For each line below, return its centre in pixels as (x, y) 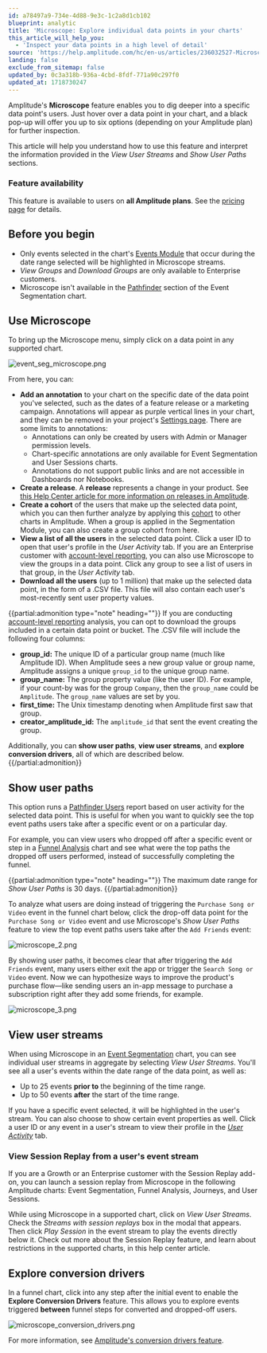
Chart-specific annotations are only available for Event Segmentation (145, 454)
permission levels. (61, 445)
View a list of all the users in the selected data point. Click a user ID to (135, 539)
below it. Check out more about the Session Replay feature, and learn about (132, 1240)
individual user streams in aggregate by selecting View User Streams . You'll (132, 1063)
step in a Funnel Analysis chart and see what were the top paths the (119, 848)
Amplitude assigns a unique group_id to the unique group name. (124, 671)
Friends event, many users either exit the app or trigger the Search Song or (131, 969)
